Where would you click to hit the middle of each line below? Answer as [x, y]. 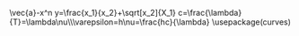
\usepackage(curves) [251, 22]
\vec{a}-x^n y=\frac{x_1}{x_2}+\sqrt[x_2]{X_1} [93, 13]
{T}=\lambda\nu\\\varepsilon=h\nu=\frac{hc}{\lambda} [110, 22]
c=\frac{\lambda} [210, 13]
